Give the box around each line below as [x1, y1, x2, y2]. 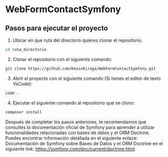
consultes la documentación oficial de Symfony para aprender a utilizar [5, 124, 155, 130]
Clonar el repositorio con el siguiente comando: [12, 56, 113, 62]
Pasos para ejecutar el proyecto [5, 24, 108, 33]
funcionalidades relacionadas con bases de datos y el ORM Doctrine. [5, 130, 150, 136]
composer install [5, 109, 42, 115]
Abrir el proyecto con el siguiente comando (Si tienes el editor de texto [12, 75, 161, 81]
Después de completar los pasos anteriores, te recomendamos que [5, 118, 147, 125]
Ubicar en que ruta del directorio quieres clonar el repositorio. [12, 37, 143, 43]
